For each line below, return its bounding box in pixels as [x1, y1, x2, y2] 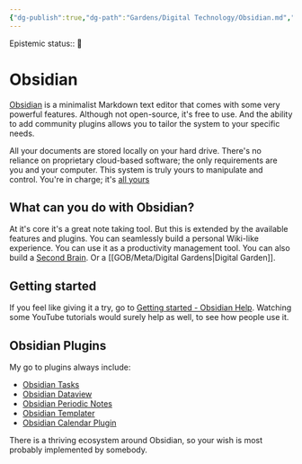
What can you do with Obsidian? [9, 200, 195, 215]
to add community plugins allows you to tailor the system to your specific [9, 118, 280, 129]
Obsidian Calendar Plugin [22, 417, 117, 428]
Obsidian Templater [22, 408, 95, 418]
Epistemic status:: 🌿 [9, 38, 83, 49]
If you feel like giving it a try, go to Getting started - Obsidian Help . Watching [9, 302, 292, 313]
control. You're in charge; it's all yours [9, 174, 150, 184]
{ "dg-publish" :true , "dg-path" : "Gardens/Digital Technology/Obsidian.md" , [9, 13, 292, 22]
